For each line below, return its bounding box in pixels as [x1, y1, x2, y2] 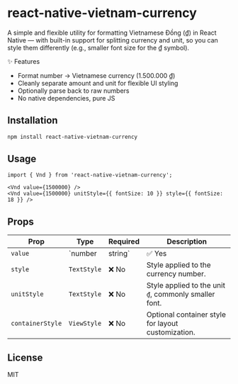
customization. [146, 327, 196, 337]
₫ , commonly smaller [146, 289, 215, 299]
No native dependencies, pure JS [17, 94, 115, 102]
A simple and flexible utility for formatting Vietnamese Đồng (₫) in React [7, 28, 217, 37]
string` [108, 249, 130, 259]
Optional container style [146, 310, 227, 320]
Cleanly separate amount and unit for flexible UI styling [17, 79, 178, 87]
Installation [7, 115, 58, 127]
